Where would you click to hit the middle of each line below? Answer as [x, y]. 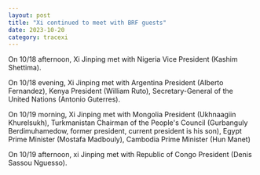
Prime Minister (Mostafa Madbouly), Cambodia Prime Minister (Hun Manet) [130, 139]
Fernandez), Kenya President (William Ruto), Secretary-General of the [121, 91]
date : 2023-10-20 [37, 30]
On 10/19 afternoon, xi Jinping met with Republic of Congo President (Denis [130, 155]
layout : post [29, 15]
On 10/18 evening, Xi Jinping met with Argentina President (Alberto [116, 83]
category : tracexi [38, 37]
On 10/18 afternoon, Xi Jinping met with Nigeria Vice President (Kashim [123, 59]
